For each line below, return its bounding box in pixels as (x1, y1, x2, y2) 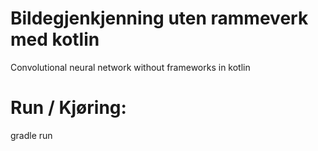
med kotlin (10, 28, 100, 51)
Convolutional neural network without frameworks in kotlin (10, 61, 251, 73)
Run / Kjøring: (10, 97, 127, 119)
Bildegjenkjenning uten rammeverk (10, 7, 309, 30)
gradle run (10, 129, 53, 141)
